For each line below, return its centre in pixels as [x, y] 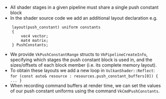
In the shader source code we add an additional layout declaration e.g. [84, 18]
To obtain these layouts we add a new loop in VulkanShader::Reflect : [82, 70]
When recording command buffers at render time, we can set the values [85, 86]
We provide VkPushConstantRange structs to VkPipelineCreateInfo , [79, 54]
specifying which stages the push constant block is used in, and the [81, 60]
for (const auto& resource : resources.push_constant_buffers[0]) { [84, 76]
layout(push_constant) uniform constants [56, 27]
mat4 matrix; [35, 40]
